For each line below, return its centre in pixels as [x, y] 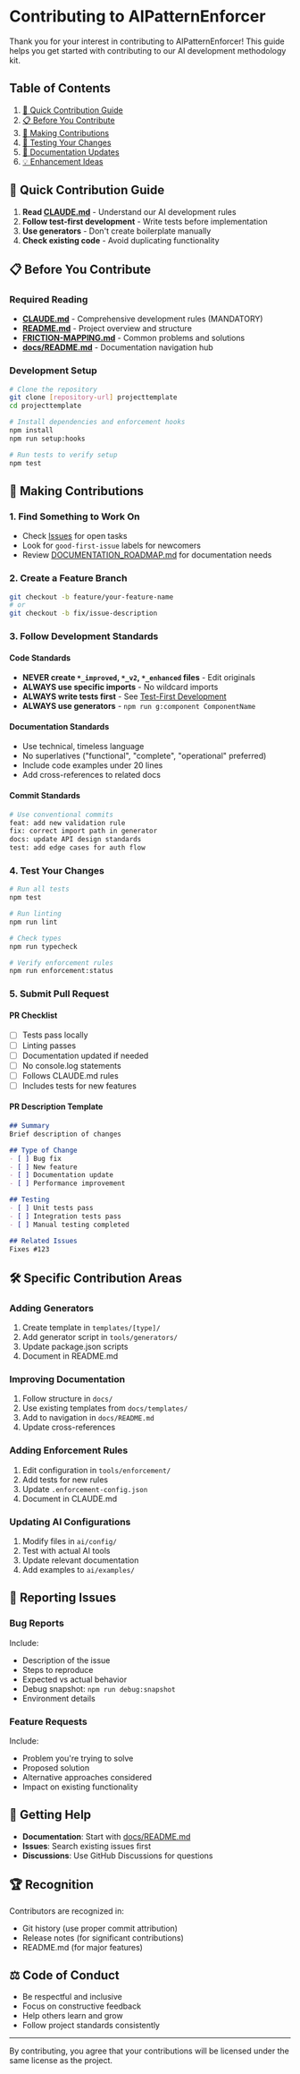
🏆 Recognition [51, 1885]
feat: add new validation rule [67, 823]
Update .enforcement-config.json [85, 1489]
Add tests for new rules [65, 1480]
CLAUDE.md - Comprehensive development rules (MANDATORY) [142, 319]
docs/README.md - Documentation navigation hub [118, 347]
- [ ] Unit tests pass [51, 1208]
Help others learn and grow [72, 2016]
